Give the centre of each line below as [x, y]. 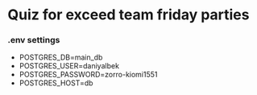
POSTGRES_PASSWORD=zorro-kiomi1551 [88, 75]
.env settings [34, 40]
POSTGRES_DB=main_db [61, 57]
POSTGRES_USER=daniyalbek [69, 66]
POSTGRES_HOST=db [56, 83]
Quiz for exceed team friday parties [128, 15]
